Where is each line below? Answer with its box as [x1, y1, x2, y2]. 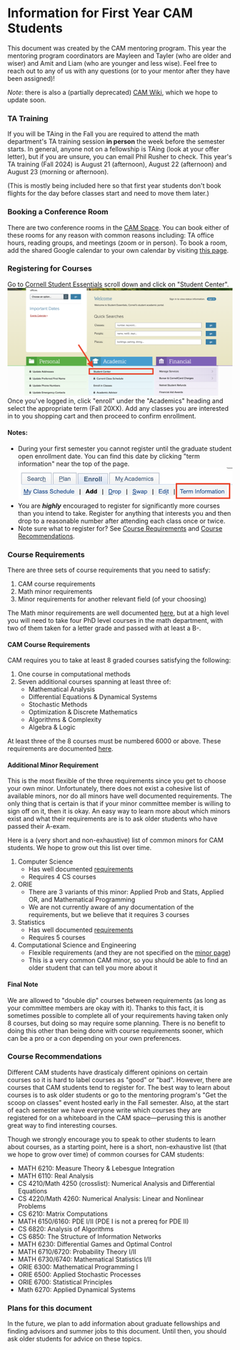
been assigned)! [7, 74, 55, 83]
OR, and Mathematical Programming [28, 895, 136, 904]
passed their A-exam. [7, 822, 71, 831]
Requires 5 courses [28, 934, 86, 942]
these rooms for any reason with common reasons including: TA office [7, 231, 214, 239]
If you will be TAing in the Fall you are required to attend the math [7, 130, 200, 139]
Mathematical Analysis [28, 685, 95, 694]
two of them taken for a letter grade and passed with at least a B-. [7, 624, 201, 632]
